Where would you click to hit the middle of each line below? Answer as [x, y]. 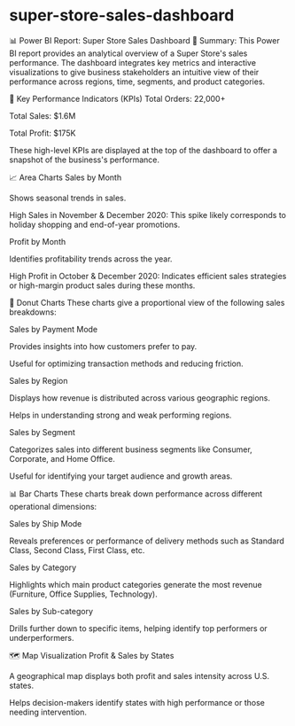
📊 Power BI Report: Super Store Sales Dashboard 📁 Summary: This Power [145, 40]
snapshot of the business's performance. [84, 160]
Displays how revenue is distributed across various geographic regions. [140, 398]
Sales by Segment [42, 432]
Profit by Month [38, 241]
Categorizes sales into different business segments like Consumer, [131, 449]
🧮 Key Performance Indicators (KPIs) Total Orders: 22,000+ [117, 98]
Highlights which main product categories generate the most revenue [136, 584]
